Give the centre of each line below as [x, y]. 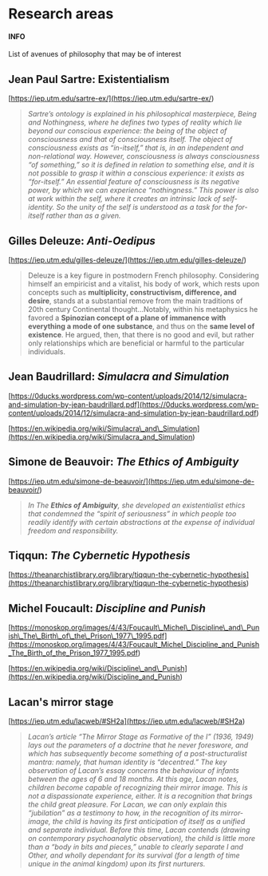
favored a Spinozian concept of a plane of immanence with [127, 318]
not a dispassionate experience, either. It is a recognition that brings [140, 796]
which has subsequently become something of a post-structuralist [137, 754]
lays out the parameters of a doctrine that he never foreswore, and [138, 745]
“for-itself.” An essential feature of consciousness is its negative [134, 182]
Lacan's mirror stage [61, 702]
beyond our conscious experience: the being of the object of [127, 131]
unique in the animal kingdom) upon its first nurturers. [116, 864]
